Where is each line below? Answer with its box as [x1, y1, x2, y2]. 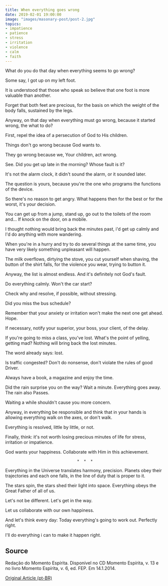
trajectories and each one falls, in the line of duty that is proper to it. [5, 473, 145, 479]
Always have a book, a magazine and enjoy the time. [5, 375, 114, 381]
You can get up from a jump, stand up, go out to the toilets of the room [5, 211, 151, 217]
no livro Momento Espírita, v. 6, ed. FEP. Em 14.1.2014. [5, 565, 116, 571]
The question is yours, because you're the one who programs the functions [5, 181, 161, 187]
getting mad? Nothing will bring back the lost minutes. [5, 340, 117, 346]
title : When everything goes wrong [5, 7, 80, 13]
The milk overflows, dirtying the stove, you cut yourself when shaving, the [5, 256, 158, 262]
